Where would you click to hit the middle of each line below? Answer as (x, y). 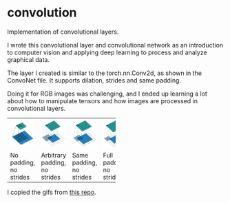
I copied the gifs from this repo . (52, 192)
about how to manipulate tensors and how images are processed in (103, 100)
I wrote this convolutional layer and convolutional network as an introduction (115, 45)
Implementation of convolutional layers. (63, 32)
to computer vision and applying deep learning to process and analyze (107, 52)
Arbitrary (54, 156)
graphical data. (29, 59)
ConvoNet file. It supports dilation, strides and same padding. (94, 80)
